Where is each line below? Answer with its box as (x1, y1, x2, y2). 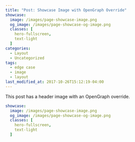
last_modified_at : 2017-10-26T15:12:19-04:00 (5, 79, 104, 84)
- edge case (10, 65, 36, 70)
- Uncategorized (10, 55, 44, 61)
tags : (5, 60, 17, 65)
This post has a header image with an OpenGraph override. (5, 93, 130, 99)
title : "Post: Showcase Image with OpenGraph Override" (5, 7, 127, 13)
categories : (5, 46, 31, 51)
